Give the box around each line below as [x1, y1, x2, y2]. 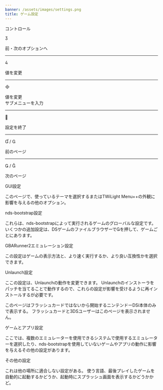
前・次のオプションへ [5, 45, 48, 51]
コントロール [5, 25, 31, 32]
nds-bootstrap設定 [5, 210, 43, 216]
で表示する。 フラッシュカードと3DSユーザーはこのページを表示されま [5, 308, 147, 314]
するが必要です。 [21, 292, 56, 298]
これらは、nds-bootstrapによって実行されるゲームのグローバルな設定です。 [5, 220, 156, 226]
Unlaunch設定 [5, 269, 33, 275]
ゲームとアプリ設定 [5, 324, 44, 330]
